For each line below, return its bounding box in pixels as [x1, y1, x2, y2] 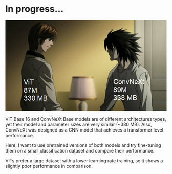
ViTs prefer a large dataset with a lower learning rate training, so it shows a [5, 158, 163, 164]
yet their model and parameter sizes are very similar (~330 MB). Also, [5, 121, 152, 128]
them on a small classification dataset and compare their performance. [5, 148, 155, 154]
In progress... [5, 3, 64, 15]
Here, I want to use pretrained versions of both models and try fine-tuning [5, 142, 161, 148]
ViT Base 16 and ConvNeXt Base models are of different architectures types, [5, 116, 166, 122]
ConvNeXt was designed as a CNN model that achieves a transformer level [5, 127, 164, 133]
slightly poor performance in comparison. [5, 163, 93, 169]
